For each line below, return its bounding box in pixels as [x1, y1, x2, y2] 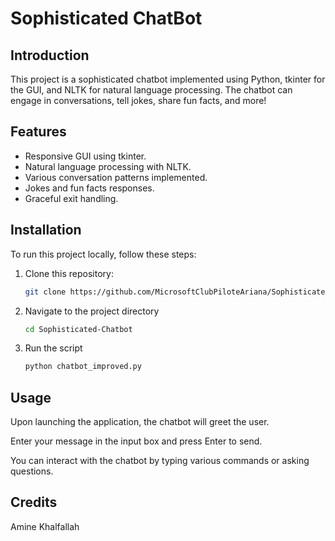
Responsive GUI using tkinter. [24, 150, 147, 162]
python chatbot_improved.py [24, 362, 142, 372]
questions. [10, 465, 54, 477]
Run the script [24, 342, 83, 354]
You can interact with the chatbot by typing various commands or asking [10, 455, 310, 467]
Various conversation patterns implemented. [24, 171, 208, 183]
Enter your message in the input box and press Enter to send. [10, 435, 263, 447]
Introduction [10, 47, 90, 64]
